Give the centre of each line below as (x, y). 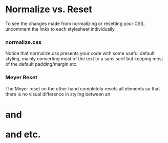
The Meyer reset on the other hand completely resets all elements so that (83, 88)
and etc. (23, 134)
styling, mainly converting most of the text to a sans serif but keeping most (84, 59)
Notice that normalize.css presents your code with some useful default (80, 53)
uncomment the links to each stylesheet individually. (61, 29)
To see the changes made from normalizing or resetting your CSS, (75, 23)
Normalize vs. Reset (49, 9)
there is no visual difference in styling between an (58, 94)
